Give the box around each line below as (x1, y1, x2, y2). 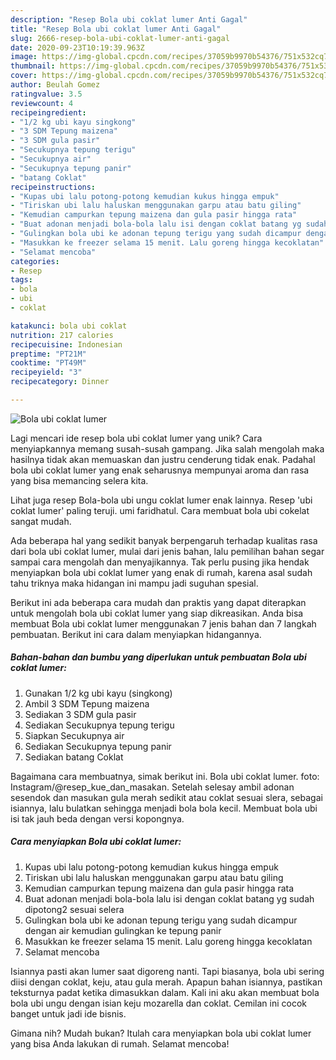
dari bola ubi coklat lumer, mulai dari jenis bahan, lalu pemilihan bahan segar (10, 545, 325, 557)
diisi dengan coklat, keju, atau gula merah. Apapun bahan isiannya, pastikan (10, 976, 323, 988)
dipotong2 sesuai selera (24, 903, 125, 915)
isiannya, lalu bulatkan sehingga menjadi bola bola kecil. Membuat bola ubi (10, 802, 318, 814)
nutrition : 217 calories (10, 330, 114, 340)
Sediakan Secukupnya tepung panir (24, 740, 172, 752)
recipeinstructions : (10, 182, 97, 192)
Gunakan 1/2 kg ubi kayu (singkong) (24, 687, 173, 699)
